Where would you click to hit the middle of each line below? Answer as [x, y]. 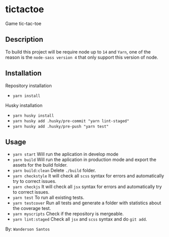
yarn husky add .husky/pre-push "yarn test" [61, 126]
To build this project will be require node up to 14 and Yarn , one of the [78, 51]
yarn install [26, 96]
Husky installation [24, 105]
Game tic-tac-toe [23, 23]
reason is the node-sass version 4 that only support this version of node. [82, 57]
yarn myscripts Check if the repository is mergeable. [68, 214]
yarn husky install [33, 116]
